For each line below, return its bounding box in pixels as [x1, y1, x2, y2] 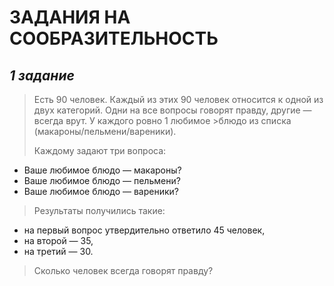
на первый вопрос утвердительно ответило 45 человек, [23, 224, 266, 236]
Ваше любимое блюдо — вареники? [23, 186, 180, 197]
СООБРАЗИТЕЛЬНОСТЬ [9, 27, 219, 50]
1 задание [9, 67, 75, 84]
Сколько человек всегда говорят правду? [33, 265, 214, 276]
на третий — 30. [23, 246, 94, 257]
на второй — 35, [23, 235, 94, 246]
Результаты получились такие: [33, 205, 166, 216]
